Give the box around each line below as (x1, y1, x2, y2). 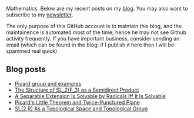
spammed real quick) (6, 48, 58, 55)
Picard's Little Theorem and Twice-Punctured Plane (14, 99, 140, 106)
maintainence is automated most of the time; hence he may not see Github (6, 29, 187, 36)
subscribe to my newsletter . (6, 11, 73, 18)
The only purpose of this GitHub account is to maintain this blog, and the (6, 23, 182, 29)
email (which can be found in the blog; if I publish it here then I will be (6, 41, 175, 48)
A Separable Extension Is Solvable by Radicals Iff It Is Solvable (14, 92, 166, 99)
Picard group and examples (14, 80, 82, 87)
